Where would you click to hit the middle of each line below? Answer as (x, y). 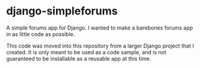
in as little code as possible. (41, 34)
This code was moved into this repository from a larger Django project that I (100, 46)
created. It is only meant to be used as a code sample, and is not (86, 52)
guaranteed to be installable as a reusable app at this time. (79, 58)
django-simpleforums (62, 11)
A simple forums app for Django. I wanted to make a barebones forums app (100, 28)
